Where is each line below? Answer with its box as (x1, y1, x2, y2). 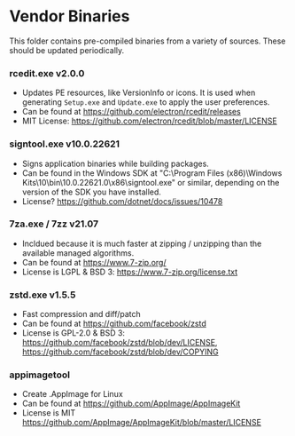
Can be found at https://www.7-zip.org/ (21, 257, 167, 267)
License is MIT (21, 408, 76, 418)
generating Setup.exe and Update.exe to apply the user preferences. (21, 97, 270, 107)
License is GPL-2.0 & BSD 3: (21, 328, 126, 338)
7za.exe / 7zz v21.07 (9, 218, 99, 230)
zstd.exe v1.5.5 (9, 289, 76, 301)
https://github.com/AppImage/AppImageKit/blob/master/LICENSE (21, 417, 261, 428)
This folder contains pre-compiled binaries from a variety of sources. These (9, 36, 286, 46)
